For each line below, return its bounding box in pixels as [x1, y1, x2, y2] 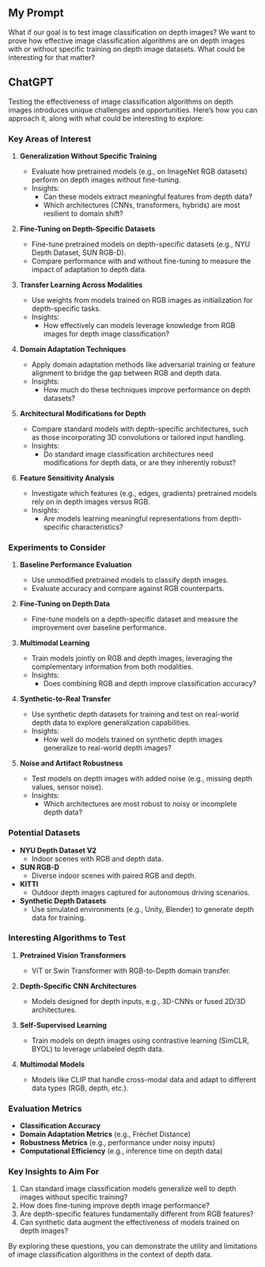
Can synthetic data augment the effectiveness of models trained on [19, 1218, 240, 1227]
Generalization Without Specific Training [19, 151, 157, 161]
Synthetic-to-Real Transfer [19, 694, 111, 704]
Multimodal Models [19, 1059, 85, 1069]
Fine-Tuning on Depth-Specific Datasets [19, 223, 156, 233]
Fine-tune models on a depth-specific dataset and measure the [31, 614, 239, 624]
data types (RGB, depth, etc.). [31, 1083, 129, 1093]
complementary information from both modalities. [31, 662, 194, 672]
